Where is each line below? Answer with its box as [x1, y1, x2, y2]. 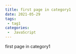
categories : [5, 26, 29, 30]
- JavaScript [7, 30, 36, 35]
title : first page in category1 [5, 7, 71, 12]
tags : [5, 16, 16, 21]
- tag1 [7, 21, 21, 26]
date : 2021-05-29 [5, 12, 41, 17]
